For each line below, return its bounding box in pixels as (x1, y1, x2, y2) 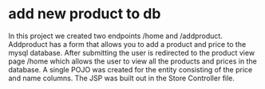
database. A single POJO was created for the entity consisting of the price (8, 64, 253, 74)
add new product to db (8, 5, 161, 23)
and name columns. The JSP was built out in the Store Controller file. (8, 73, 235, 83)
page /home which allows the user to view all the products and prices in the (8, 56, 257, 66)
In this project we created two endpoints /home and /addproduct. (8, 31, 223, 41)
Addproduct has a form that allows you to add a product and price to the (8, 39, 247, 48)
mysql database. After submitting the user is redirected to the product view (8, 48, 255, 57)
